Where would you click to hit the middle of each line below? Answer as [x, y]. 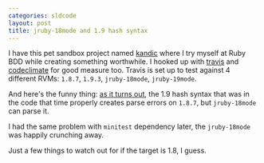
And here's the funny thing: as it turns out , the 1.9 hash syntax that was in [129, 94]
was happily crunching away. [56, 135]
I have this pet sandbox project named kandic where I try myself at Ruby [127, 54]
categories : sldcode [43, 16]
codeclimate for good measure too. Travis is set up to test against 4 [119, 70]
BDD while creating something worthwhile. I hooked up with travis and [124, 62]
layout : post [30, 23]
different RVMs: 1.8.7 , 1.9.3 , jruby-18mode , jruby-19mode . [102, 79]
